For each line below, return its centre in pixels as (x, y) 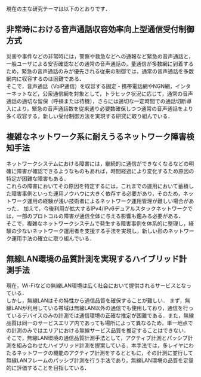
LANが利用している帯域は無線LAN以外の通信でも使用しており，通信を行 (100, 308)
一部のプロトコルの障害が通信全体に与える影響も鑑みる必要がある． (100, 216)
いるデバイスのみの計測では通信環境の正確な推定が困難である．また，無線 (103, 315)
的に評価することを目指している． (48, 368)
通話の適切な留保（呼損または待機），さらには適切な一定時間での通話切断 (96, 101)
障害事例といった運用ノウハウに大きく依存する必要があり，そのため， (97, 193)
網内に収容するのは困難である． (45, 78)
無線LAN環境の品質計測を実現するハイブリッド (93, 259)
